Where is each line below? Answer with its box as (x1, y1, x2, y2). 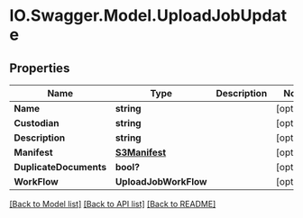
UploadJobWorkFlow (115, 176, 207, 187)
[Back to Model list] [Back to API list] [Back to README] (9, 199, 216, 209)
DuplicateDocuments (14, 161, 106, 173)
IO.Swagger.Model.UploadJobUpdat (9, 5, 288, 26)
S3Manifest (115, 146, 167, 159)
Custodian (14, 117, 60, 129)
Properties (9, 60, 70, 76)
